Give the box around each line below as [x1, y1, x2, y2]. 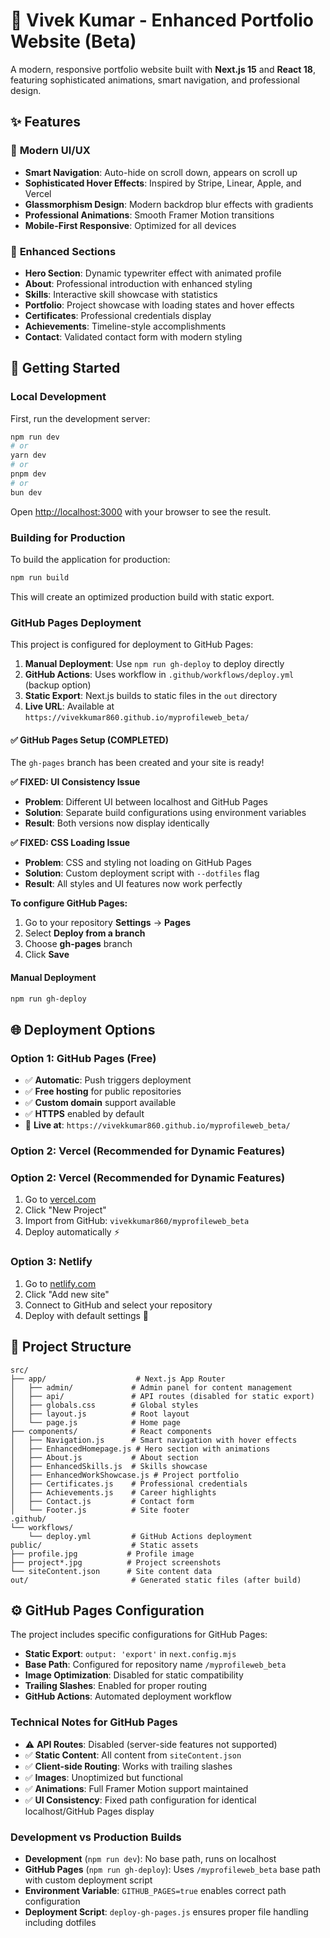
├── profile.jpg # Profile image [10, 1549, 195, 1559]
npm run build [10, 573, 70, 583]
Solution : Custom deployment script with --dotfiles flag [24, 867, 260, 879]
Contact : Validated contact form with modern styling [24, 330, 243, 343]
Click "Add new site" [24, 1288, 110, 1300]
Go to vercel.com [24, 1194, 97, 1206]
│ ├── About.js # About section [10, 1452, 199, 1463]
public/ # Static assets [10, 1540, 199, 1550]
